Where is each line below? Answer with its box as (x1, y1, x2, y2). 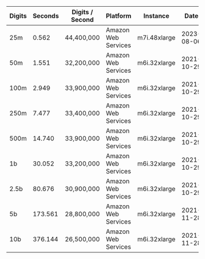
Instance (143, 12, 170, 20)
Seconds (32, 12, 59, 20)
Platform (106, 12, 132, 20)
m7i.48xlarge (137, 34, 176, 42)
